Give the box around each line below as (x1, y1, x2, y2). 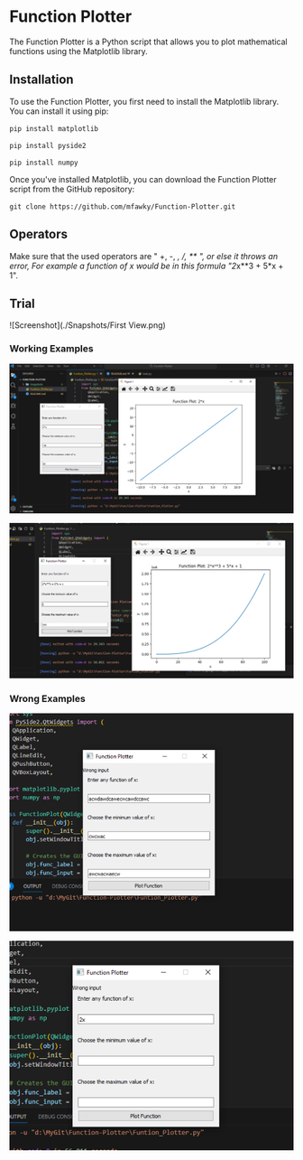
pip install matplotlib (9, 124, 99, 133)
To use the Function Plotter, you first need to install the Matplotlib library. (9, 96, 280, 107)
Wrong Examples (9, 693, 86, 705)
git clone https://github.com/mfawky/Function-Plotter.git (9, 201, 236, 211)
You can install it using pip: (9, 106, 109, 117)
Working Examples (9, 342, 94, 355)
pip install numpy (9, 158, 78, 167)
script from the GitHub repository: (9, 183, 135, 194)
